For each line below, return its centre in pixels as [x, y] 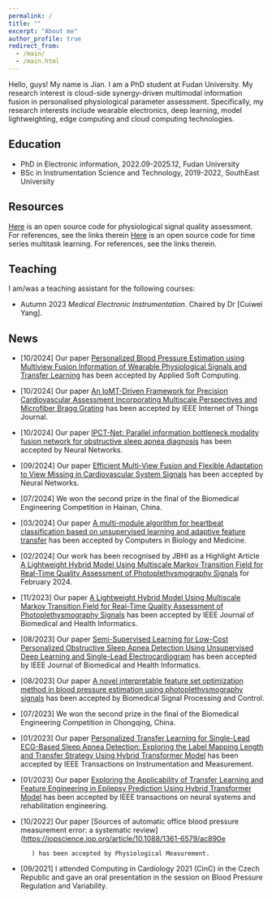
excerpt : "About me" [43, 31]
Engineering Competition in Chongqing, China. [98, 723]
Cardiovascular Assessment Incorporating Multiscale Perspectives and [138, 400]
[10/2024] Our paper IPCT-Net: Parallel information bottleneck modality [140, 433]
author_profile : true [45, 39]
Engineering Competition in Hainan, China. [91, 508]
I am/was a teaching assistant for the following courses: [102, 288]
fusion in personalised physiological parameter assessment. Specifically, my [136, 102]
